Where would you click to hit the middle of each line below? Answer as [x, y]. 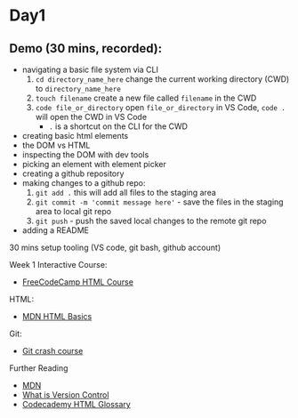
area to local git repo [73, 211]
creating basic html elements [75, 136]
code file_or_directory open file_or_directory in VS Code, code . [161, 107]
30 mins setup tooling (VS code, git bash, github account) [115, 247]
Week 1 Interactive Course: [58, 265]
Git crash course [52, 351]
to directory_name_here [78, 88]
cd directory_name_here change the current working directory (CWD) [162, 79]
